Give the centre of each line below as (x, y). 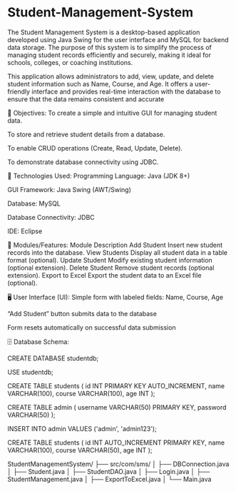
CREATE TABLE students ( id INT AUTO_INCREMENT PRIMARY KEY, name (116, 442)
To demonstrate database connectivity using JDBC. (83, 162)
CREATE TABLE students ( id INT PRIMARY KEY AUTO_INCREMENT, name (116, 385)
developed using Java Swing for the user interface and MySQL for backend (118, 39)
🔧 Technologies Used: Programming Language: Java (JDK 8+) (99, 176)
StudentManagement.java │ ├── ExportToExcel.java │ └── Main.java (109, 479)
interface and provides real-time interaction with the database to (126, 91)
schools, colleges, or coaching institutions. (70, 62)
